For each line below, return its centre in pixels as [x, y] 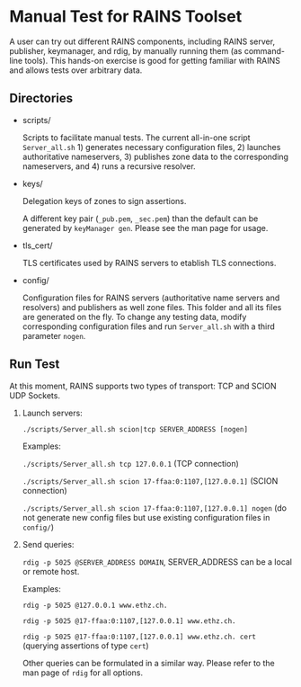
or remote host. [51, 571]
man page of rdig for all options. [83, 673]
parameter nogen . [54, 335]
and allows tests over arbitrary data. [76, 70]
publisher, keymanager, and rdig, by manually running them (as [126, 50]
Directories [41, 98]
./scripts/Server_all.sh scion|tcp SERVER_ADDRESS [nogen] [135, 429]
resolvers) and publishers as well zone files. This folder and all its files [152, 307]
